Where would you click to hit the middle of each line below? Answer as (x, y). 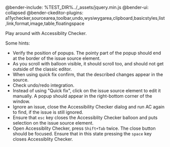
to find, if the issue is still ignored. (48, 112)
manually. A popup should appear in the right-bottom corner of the (82, 96)
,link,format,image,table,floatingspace (45, 23)
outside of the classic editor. (42, 69)
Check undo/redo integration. (43, 85)
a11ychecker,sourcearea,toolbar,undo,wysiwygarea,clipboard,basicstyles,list (85, 18)
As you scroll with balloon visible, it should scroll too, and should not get (88, 64)
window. (21, 101)
